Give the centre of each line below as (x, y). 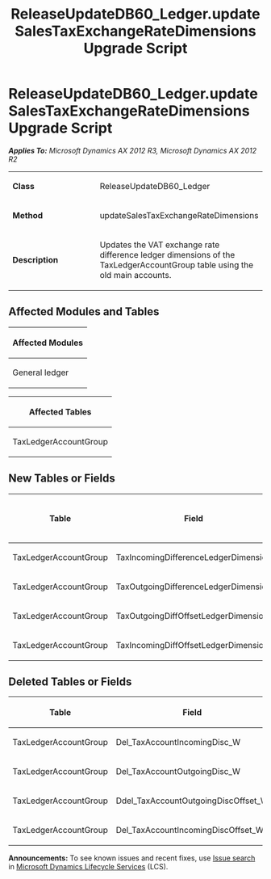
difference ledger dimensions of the (167, 254)
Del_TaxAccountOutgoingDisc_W (178, 772)
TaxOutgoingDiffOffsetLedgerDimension (192, 616)
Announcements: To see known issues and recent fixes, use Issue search (132, 858)
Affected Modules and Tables (84, 312)
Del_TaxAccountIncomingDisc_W (178, 742)
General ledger (41, 372)
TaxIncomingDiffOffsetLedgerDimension (192, 645)
